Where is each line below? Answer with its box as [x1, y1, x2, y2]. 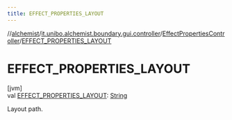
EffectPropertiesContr [162, 29, 225, 37]
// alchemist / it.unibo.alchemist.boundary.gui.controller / [7, 29, 163, 37]
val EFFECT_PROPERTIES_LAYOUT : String [7, 91, 128, 99]
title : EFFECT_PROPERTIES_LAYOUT [7, 10, 104, 17]
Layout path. [7, 105, 43, 113]
